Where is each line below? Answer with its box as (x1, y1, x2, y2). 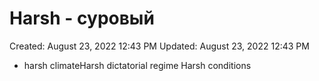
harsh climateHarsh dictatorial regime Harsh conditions (23, 59, 252, 71)
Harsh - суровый (9, 7, 155, 30)
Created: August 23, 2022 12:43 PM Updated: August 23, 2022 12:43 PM (9, 40, 310, 52)
